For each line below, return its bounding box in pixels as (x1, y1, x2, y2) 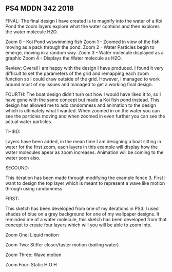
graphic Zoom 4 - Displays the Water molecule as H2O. (5, 55, 122, 61)
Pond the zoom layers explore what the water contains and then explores (5, 23, 160, 29)
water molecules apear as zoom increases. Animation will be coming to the (5, 149, 164, 156)
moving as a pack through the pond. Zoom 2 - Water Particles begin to (5, 44, 155, 50)
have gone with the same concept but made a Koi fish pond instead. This (5, 96, 160, 103)
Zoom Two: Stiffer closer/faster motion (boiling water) (5, 241, 119, 248)
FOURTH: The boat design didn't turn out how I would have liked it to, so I (5, 91, 161, 97)
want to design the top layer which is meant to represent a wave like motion (5, 180, 165, 186)
